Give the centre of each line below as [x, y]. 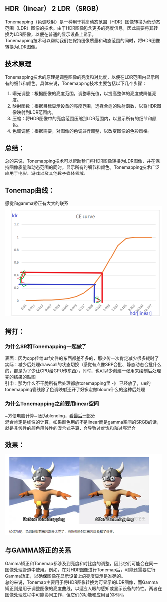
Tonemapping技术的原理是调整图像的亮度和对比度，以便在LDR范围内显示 [80, 77]
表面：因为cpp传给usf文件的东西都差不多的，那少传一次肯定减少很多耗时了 [82, 358]
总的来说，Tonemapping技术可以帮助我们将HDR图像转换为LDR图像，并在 [80, 161]
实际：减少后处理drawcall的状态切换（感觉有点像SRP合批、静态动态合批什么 [83, 365]
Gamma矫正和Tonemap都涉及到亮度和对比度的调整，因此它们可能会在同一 [82, 563]
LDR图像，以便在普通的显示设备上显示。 [55, 34]
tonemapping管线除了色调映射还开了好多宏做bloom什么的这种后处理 [75, 390]
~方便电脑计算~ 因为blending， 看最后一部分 [50, 415]
